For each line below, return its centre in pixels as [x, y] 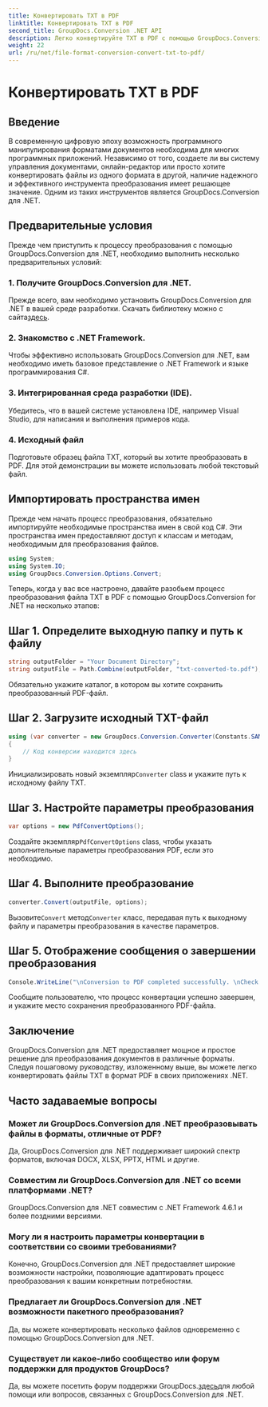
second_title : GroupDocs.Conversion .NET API [85, 30]
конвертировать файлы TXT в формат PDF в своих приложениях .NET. [128, 1076]
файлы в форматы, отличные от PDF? [85, 1133]
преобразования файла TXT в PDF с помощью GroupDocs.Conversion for [132, 598]
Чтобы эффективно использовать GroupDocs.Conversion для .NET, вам [129, 355]
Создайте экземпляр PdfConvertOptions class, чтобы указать [110, 841]
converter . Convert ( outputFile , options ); [78, 902]
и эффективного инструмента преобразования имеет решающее [120, 184]
